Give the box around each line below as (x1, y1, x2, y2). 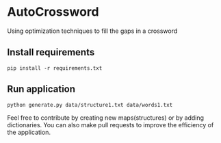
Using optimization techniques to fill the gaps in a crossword (7, 27, 178, 35)
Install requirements (7, 47, 95, 58)
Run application (7, 83, 76, 95)
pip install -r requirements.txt (7, 64, 103, 72)
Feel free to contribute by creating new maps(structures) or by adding (7, 114, 204, 122)
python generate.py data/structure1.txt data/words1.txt (7, 101, 173, 108)
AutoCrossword (7, 4, 99, 20)
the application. (7, 128, 51, 136)
